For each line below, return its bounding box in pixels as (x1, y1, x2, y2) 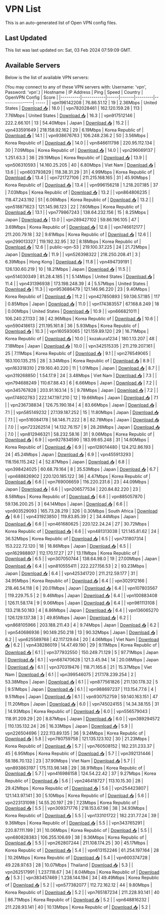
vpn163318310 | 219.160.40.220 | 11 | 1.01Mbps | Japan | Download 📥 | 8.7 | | (5, 365, 160, 371)
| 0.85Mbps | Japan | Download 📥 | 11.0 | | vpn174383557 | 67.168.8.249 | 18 (5, 301, 160, 307)
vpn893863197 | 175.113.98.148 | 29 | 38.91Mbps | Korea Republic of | (5, 765, 145, 770)
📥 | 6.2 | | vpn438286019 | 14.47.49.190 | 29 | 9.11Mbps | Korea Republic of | (5, 642, 160, 648)
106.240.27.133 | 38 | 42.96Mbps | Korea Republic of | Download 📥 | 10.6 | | (5, 316, 159, 322)
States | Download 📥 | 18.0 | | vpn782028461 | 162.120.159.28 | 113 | (5, 105, 142, 111)
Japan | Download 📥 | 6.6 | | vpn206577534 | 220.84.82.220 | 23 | (5, 486, 141, 492)
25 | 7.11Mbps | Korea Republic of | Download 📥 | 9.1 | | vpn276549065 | (5, 350, 151, 356)
